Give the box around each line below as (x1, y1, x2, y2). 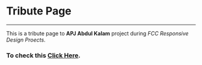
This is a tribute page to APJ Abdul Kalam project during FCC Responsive (6, 29, 189, 37)
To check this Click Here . (6, 51, 81, 60)
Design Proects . (6, 36, 46, 43)
